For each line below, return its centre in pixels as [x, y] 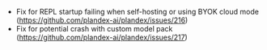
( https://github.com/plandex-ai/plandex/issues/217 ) [102, 37]
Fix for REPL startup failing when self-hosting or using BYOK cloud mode [137, 12]
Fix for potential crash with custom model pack [94, 29]
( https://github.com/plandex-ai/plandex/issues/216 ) [102, 20]
